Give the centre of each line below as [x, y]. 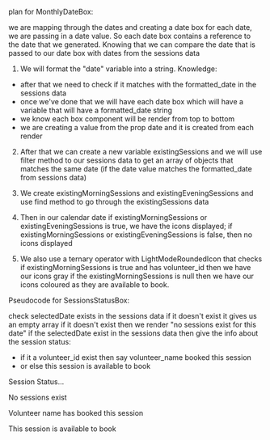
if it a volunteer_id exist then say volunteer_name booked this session [136, 357]
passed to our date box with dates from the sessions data [104, 53]
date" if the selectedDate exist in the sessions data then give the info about [133, 333]
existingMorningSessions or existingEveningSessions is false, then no [136, 235]
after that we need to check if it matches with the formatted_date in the [138, 85]
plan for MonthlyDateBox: [51, 12]
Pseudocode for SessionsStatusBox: [69, 300]
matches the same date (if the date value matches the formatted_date [136, 169]
